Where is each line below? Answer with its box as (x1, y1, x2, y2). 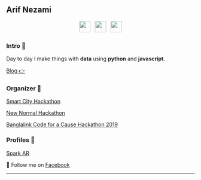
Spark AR (6, 150, 30, 157)
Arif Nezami (6, 5, 52, 15)
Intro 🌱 (6, 41, 26, 50)
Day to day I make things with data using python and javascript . (6, 55, 166, 62)
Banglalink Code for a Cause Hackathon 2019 (6, 121, 118, 128)
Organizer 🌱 (6, 84, 42, 93)
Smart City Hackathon (6, 98, 61, 105)
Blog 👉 (6, 67, 26, 74)
